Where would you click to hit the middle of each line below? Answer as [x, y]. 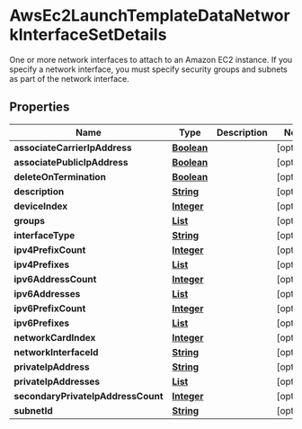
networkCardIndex [55, 337]
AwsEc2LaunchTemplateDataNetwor [150, 16]
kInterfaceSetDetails [88, 35]
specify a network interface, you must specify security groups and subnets [148, 69]
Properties [40, 107]
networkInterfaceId [56, 352]
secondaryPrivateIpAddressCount [89, 396]
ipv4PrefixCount [50, 250]
